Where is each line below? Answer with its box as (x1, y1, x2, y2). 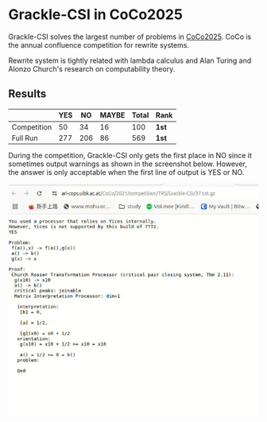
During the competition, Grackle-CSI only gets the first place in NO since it (8, 151, 253, 161)
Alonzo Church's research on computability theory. (8, 64, 176, 73)
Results (8, 87, 47, 101)
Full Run (11, 133, 38, 142)
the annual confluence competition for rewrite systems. (8, 40, 189, 49)
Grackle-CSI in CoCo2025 (8, 6, 183, 24)
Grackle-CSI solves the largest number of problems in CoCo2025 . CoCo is (8, 32, 252, 41)
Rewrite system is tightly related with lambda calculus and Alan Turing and (8, 56, 252, 65)
